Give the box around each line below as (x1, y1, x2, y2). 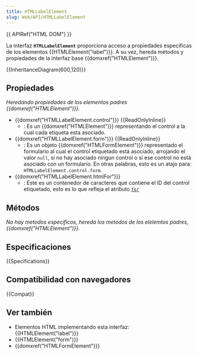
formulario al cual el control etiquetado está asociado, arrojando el (23, 148, 186, 155)
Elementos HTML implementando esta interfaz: (14, 323, 130, 330)
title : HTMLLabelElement (6, 8, 67, 15)
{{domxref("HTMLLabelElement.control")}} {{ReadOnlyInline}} (14, 117, 167, 124)
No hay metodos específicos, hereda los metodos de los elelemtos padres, (6, 218, 189, 225)
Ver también (6, 308, 53, 318)
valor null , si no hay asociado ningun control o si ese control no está (23, 154, 191, 162)
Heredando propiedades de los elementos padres (6, 99, 128, 106)
